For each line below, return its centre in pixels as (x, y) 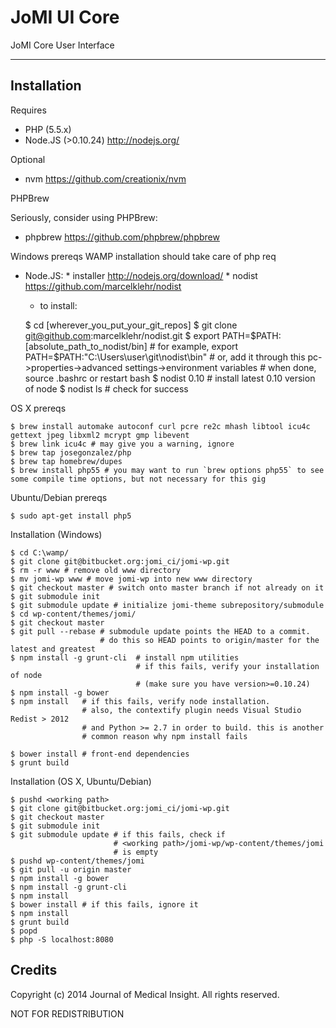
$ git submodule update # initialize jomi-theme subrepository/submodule (167, 605)
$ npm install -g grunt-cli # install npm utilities (125, 657)
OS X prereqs (38, 408)
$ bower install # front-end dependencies (100, 754)
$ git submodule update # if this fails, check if (118, 834)
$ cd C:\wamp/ (40, 552)
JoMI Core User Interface (62, 45)
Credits (34, 970)
